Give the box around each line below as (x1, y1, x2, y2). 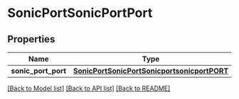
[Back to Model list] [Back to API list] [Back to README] (7, 84, 171, 93)
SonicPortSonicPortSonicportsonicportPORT (73, 66, 229, 76)
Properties (7, 33, 55, 45)
